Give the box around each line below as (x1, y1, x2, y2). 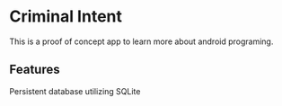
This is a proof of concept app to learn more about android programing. (9, 36, 274, 47)
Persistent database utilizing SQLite (9, 85, 141, 96)
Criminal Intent (9, 6, 123, 27)
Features (9, 62, 60, 77)
